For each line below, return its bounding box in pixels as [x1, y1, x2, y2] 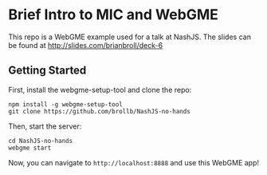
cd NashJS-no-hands [8, 137, 73, 145]
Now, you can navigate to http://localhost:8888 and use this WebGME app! [8, 157, 260, 167]
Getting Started [8, 64, 87, 78]
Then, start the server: [8, 121, 82, 131]
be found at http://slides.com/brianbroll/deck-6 [8, 40, 163, 50]
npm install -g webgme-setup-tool [8, 100, 124, 109]
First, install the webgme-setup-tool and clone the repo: [8, 85, 192, 94]
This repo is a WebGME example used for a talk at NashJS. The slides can [8, 32, 251, 42]
